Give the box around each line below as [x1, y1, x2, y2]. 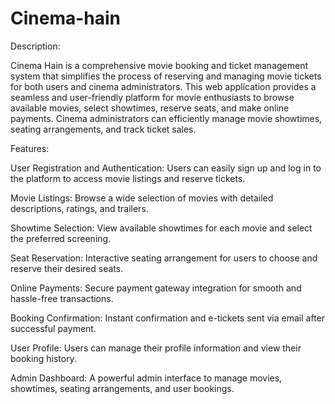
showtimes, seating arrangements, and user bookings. [10, 382, 235, 394]
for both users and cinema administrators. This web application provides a [10, 80, 317, 92]
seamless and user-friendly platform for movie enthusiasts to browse [10, 91, 295, 103]
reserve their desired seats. [10, 262, 124, 274]
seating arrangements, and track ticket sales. [10, 123, 197, 135]
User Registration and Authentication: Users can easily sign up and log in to [10, 162, 322, 174]
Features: [10, 142, 50, 154]
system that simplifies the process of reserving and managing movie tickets [10, 70, 322, 82]
